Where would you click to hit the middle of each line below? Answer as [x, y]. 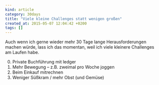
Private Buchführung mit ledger [44, 62]
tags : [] [14, 28]
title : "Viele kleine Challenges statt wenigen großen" [64, 19]
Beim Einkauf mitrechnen [38, 72]
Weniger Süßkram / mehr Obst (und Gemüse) [58, 78]
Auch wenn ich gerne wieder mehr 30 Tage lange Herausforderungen [76, 42]
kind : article [20, 10]
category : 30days [23, 14]
